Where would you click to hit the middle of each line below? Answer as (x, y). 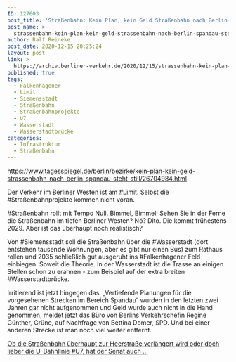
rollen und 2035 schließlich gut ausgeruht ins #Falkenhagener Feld (104, 257)
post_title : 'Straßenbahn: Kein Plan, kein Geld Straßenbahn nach (106, 20)
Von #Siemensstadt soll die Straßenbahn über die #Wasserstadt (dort (108, 242)
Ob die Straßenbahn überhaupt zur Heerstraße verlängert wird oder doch (113, 344)
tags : (15, 79)
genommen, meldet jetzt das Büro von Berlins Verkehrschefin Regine (107, 315)
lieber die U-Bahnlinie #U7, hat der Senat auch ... (78, 351)
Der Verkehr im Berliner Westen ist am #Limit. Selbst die (88, 192)
